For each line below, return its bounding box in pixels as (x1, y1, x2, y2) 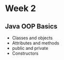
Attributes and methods (12, 40, 60, 46)
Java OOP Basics (5, 22, 58, 30)
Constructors (12, 50, 39, 56)
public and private (12, 45, 48, 51)
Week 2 (5, 3, 36, 14)
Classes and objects (12, 35, 53, 41)
